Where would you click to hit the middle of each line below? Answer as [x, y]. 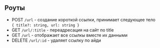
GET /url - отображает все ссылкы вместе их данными [69, 35]
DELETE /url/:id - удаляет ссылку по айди [56, 40]
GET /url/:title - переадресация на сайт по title [62, 30]
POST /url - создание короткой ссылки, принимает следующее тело [83, 19]
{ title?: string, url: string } [45, 25]
